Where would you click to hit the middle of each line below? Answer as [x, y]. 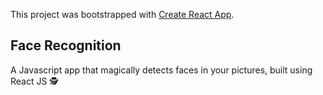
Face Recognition [66, 45]
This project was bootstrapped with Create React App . [122, 14]
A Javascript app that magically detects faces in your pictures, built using [161, 70]
